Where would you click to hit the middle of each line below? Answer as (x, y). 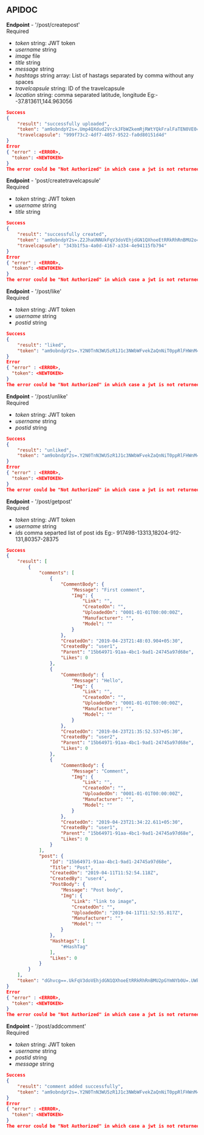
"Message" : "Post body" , (92, 890)
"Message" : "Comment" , (100, 771)
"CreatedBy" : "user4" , (78, 879)
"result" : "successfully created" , (62, 235)
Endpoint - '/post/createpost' (43, 24)
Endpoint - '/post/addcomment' (46, 1027)
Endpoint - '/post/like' (34, 291)
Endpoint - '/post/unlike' (37, 396)
